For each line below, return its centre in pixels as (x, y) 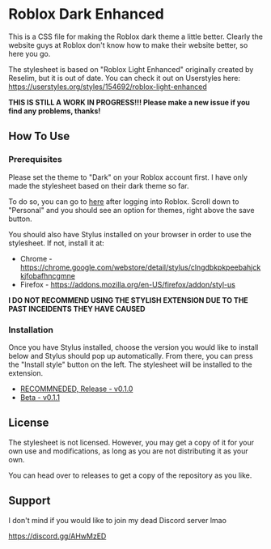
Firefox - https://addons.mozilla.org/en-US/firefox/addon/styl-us (128, 284)
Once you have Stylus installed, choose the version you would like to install (133, 347)
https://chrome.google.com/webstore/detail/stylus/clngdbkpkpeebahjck (140, 267)
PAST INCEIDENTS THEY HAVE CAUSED (77, 309)
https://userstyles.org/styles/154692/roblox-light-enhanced (108, 87)
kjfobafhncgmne (47, 275)
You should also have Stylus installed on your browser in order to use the (130, 234)
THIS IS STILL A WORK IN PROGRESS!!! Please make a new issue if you (129, 102)
